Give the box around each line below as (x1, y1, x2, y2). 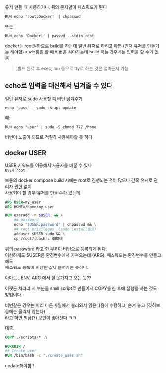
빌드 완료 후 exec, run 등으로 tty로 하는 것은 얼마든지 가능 (17, 66, 129, 71)
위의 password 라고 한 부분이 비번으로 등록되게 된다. (5, 246, 107, 252)
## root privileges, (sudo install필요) (14, 227, 97, 232)
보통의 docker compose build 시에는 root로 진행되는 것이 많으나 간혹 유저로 (5, 177, 153, 183)
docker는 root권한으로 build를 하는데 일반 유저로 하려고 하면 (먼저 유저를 (5, 43, 146, 49)
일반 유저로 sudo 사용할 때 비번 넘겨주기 (5, 96, 83, 102)
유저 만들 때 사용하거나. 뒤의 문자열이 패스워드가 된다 (5, 4, 107, 10)
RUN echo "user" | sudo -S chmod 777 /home (5, 124, 97, 130)
